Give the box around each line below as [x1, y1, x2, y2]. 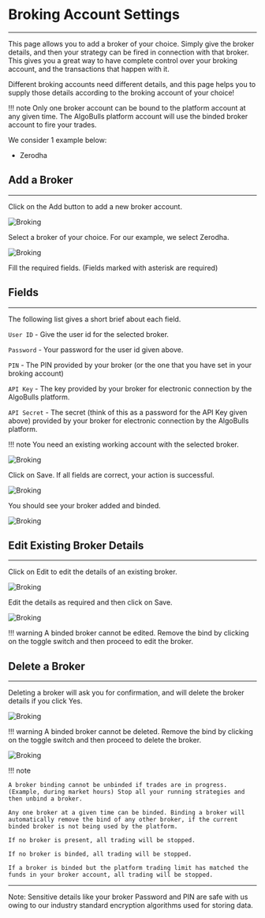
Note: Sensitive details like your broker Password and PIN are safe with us [8, 892, 248, 901]
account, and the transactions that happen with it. [8, 64, 170, 73]
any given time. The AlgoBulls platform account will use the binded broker [8, 111, 248, 121]
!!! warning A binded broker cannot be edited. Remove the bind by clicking [8, 628, 250, 638]
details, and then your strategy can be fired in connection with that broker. [8, 47, 250, 57]
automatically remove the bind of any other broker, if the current [8, 815, 238, 824]
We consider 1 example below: [8, 135, 107, 144]
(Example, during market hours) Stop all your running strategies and [8, 788, 245, 796]
